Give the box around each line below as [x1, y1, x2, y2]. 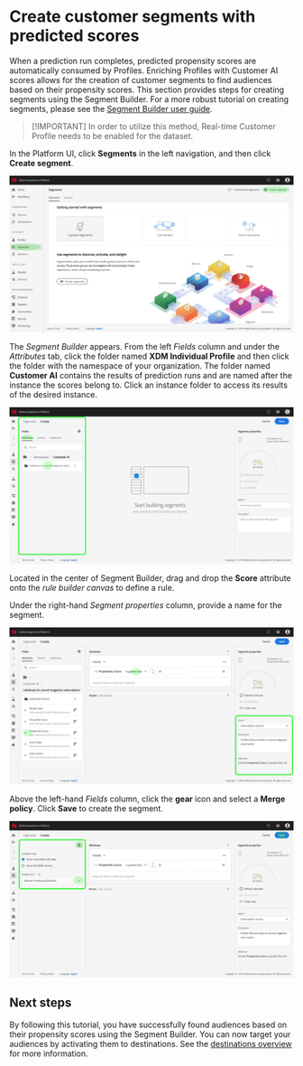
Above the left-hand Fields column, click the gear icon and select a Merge [9, 793, 286, 804]
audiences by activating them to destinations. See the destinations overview [9, 1038, 292, 1049]
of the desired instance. [9, 389, 97, 400]
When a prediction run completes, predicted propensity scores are [9, 55, 257, 66]
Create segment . [9, 157, 74, 168]
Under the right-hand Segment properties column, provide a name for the [9, 600, 282, 611]
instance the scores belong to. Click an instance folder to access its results [9, 379, 289, 390]
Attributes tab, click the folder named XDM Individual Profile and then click [9, 351, 290, 362]
